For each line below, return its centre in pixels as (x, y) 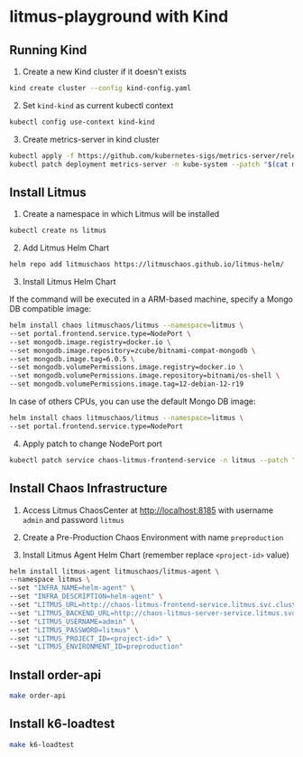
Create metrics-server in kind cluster (91, 139)
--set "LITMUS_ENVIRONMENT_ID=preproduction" (96, 647)
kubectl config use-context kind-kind (82, 122)
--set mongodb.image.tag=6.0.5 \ (72, 359)
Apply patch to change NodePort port (92, 444)
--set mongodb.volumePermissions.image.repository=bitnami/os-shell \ (145, 376)
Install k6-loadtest (62, 724)
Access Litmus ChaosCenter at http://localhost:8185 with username (147, 510)
